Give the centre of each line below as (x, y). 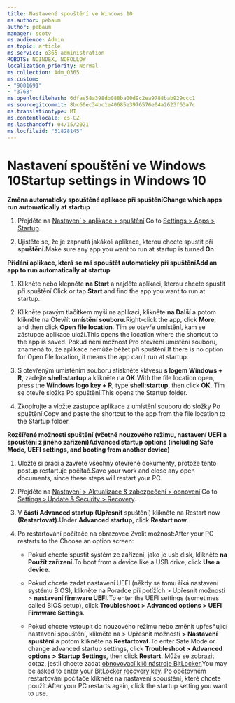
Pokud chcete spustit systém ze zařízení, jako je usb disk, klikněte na (127, 555)
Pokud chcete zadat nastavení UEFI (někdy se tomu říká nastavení (123, 583)
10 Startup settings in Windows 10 (107, 180)
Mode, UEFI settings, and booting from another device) (88, 450)
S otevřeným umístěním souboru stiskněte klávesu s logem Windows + (120, 370)
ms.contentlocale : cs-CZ (43, 118)
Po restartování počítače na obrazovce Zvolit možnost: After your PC (115, 534)
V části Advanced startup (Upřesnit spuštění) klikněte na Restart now (119, 513)
